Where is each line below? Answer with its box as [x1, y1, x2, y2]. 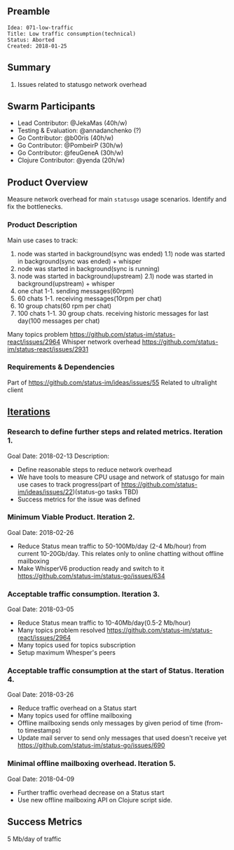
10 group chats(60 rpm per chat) [17, 301, 112, 310]
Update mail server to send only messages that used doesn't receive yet [17, 734, 227, 742]
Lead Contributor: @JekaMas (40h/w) [17, 119, 128, 127]
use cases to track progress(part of [17, 480, 121, 489]
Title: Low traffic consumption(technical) [7, 30, 137, 37]
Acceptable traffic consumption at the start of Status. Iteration [7, 666, 224, 676]
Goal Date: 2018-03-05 [7, 605, 74, 613]
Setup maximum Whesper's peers [17, 648, 116, 657]
